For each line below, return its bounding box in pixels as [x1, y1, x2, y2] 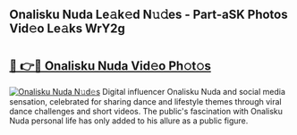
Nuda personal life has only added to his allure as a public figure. [9, 115, 249, 126]
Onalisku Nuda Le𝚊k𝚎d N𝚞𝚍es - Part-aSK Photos [9, 7, 288, 22]
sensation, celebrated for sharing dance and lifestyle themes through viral [9, 97, 282, 106]
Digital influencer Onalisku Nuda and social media [102, 87, 286, 97]
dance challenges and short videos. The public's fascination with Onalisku [9, 106, 284, 116]
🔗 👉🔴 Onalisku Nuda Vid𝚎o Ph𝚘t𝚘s [9, 58, 212, 73]
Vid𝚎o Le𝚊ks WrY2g [9, 21, 125, 37]
